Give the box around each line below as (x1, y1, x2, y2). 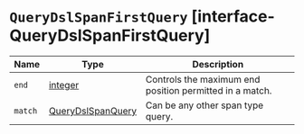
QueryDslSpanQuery (48, 104, 138, 117)
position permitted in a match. (145, 84, 272, 96)
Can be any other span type (145, 99, 264, 112)
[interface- (191, 6, 276, 27)
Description (192, 58, 244, 70)
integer (48, 78, 80, 91)
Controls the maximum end (145, 73, 261, 85)
